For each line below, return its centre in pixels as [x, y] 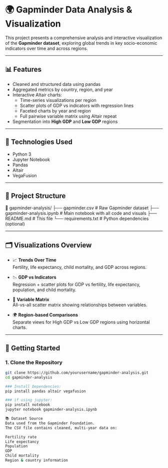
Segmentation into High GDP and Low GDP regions [65, 122]
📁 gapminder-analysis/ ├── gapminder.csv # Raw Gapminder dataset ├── [82, 208]
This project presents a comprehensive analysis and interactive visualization [84, 38]
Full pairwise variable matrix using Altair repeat [68, 116]
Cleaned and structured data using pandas [56, 84]
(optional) [15, 224]
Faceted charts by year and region [55, 110]
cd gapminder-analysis [29, 377]
